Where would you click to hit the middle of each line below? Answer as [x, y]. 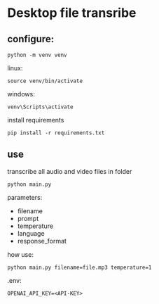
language [31, 233]
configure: [31, 39]
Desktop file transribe [72, 13]
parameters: [25, 197]
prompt [28, 218]
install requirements [36, 120]
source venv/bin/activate [45, 81]
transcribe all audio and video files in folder [70, 171]
